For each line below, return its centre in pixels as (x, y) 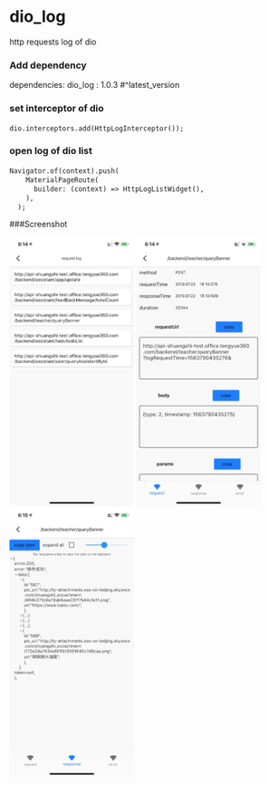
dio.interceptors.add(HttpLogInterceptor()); (96, 129)
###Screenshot (38, 224)
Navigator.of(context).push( (64, 171)
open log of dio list (51, 151)
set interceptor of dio (57, 109)
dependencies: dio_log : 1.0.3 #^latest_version (95, 85)
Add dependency (48, 65)
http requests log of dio (53, 42)
